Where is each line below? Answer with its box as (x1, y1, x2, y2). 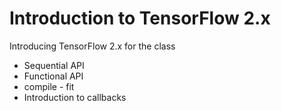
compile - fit (23, 80, 75, 92)
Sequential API (23, 59, 85, 71)
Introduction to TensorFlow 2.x (9, 7, 271, 30)
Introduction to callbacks (23, 91, 127, 103)
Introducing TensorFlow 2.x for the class (9, 40, 176, 52)
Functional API (23, 70, 84, 82)
